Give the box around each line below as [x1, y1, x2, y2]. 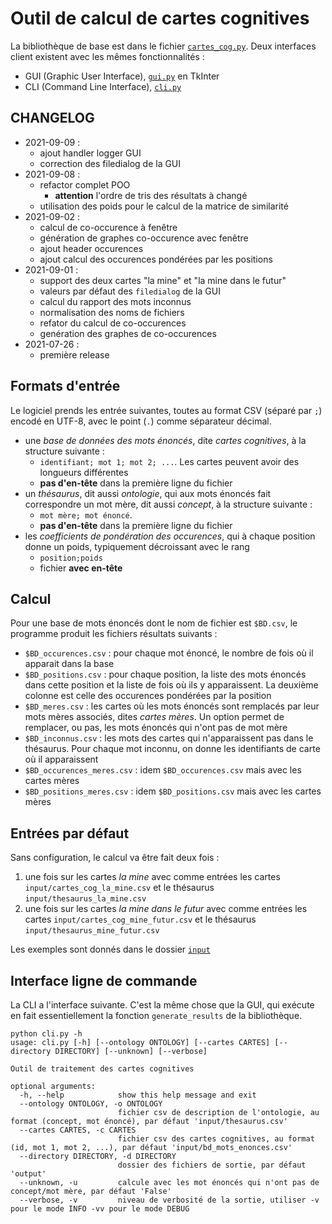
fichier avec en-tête [39, 562, 123, 574]
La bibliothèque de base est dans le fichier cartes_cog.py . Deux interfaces [10, 40, 317, 52]
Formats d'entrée [10, 378, 121, 395]
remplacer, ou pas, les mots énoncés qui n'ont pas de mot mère [24, 722, 288, 734]
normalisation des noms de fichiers [39, 306, 185, 318]
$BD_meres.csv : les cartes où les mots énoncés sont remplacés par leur [24, 700, 320, 712]
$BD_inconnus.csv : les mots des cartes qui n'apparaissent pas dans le [24, 732, 314, 744]
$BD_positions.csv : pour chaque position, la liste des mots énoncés [24, 668, 307, 681]
